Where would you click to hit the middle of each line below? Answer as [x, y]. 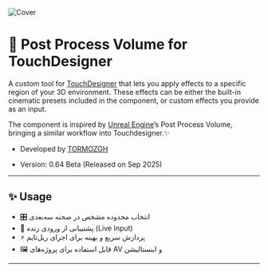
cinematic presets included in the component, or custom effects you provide [134, 101]
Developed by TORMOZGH [64, 148]
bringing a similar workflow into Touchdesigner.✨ [89, 132]
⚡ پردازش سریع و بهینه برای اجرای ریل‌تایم [83, 237]
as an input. [28, 108]
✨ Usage [30, 197]
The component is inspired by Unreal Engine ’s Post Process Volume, [120, 124]
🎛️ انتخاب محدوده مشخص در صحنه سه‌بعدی [85, 216]
